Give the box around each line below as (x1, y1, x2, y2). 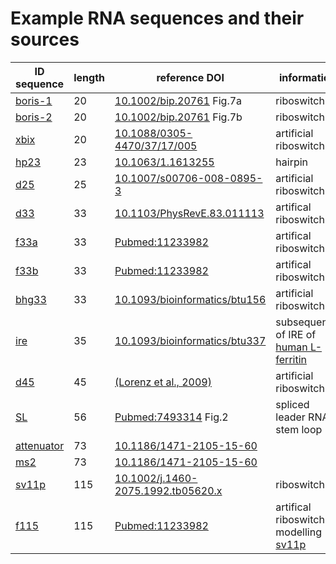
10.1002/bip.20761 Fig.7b (114, 110, 243, 124)
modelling (275, 525, 322, 539)
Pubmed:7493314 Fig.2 (114, 410, 229, 424)
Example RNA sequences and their (10, 7, 305, 30)
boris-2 (15, 110, 53, 124)
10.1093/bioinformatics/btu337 (114, 333, 267, 347)
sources (10, 28, 80, 51)
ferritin (275, 352, 307, 366)
